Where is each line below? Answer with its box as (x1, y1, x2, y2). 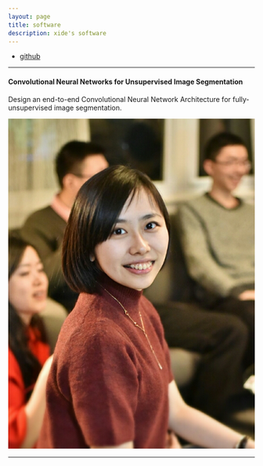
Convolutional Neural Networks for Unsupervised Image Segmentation (8, 77, 243, 86)
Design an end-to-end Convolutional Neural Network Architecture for (8, 94, 231, 104)
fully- (232, 94, 250, 104)
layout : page (8, 13, 51, 20)
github (19, 52, 41, 61)
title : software (8, 20, 61, 29)
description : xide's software (8, 29, 107, 37)
